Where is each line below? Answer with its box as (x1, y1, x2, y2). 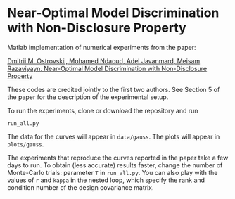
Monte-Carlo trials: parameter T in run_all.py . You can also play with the (7, 168, 218, 176)
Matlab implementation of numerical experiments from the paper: (7, 43, 196, 51)
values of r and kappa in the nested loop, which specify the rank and (7, 176, 205, 184)
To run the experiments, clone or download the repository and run (7, 106, 198, 115)
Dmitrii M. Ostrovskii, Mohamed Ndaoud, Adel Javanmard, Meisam (7, 56, 201, 65)
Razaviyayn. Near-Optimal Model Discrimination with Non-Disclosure (7, 64, 208, 72)
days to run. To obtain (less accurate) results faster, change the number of (7, 160, 223, 169)
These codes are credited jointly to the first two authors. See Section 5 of (7, 85, 220, 94)
